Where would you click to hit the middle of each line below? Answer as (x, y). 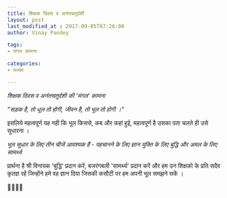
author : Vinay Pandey (38, 33)
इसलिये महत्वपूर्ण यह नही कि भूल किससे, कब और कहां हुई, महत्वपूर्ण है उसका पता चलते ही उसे (108, 123)
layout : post (26, 20)
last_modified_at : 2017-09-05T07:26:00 (66, 26)
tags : (15, 45)
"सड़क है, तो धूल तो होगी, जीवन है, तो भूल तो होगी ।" (66, 109)
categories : (24, 64)
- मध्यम (15, 70)
